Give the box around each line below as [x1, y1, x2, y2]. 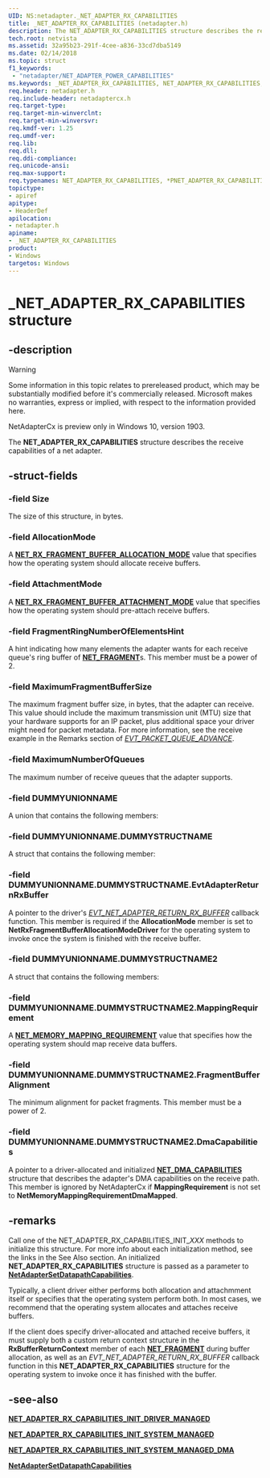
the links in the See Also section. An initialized [8, 1252, 161, 1262]
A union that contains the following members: [8, 810, 159, 820]
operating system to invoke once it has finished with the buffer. [8, 1369, 217, 1379]
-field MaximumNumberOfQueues [8, 754, 145, 765]
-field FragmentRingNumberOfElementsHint [8, 626, 185, 637]
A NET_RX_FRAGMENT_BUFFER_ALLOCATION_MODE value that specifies [8, 550, 257, 560]
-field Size [8, 493, 50, 504]
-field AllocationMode [8, 531, 96, 543]
